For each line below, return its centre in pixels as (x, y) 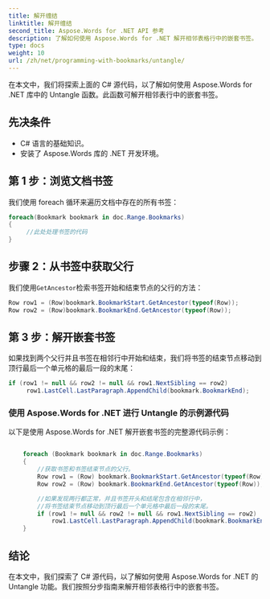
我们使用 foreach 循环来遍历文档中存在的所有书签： (94, 202)
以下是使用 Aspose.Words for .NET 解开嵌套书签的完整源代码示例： (120, 432)
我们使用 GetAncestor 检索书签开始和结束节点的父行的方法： (106, 287)
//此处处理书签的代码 (57, 232)
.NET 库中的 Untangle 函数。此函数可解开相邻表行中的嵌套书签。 (115, 94)
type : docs (27, 46)
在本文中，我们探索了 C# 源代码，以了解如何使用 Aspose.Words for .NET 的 (133, 576)
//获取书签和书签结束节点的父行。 (86, 470)
